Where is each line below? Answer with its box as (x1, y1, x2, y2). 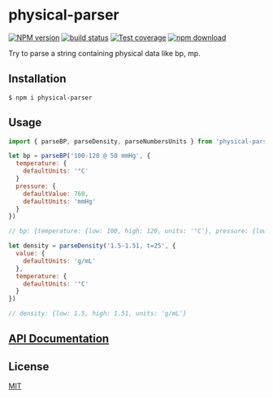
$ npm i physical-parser (8, 94, 93, 102)
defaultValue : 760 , (23, 190, 89, 198)
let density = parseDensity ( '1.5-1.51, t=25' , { (8, 242, 176, 250)
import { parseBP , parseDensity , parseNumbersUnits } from (8, 137, 213, 146)
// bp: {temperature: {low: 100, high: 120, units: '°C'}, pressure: (8, 227, 249, 235)
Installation (8, 72, 67, 86)
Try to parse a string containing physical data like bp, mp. (8, 48, 201, 58)
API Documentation (8, 332, 110, 346)
